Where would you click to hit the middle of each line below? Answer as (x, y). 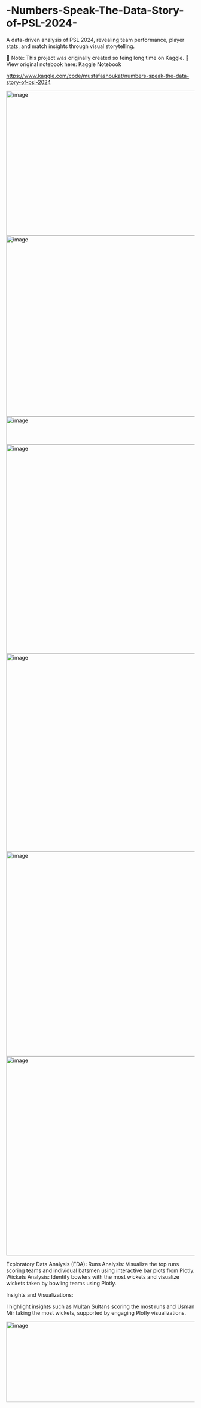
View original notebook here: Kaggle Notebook (64, 64)
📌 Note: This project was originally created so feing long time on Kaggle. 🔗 (98, 58)
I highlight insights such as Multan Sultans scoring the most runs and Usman (100, 1306)
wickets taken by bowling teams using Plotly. (61, 1283)
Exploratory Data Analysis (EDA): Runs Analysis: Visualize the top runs (93, 1264)
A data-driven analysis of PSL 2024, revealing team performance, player (95, 40)
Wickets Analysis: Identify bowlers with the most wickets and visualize (93, 1276)
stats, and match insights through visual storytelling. (71, 46)
